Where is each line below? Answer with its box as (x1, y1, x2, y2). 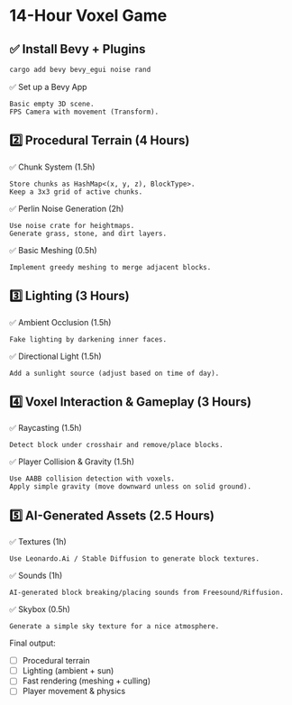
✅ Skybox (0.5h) (9, 604, 70, 615)
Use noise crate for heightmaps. (9, 221, 135, 230)
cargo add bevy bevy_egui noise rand (9, 65, 151, 74)
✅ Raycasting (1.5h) (9, 423, 83, 434)
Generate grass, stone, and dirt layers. (9, 229, 168, 238)
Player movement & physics (22, 686, 126, 697)
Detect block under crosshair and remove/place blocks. (9, 441, 224, 450)
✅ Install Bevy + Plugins (9, 41, 146, 57)
